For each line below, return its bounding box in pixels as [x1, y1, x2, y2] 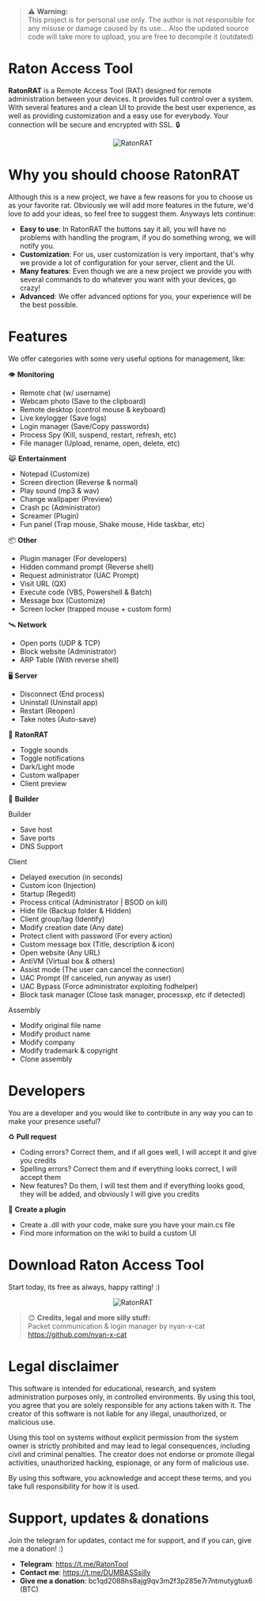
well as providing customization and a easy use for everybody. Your [8, 111, 229, 120]
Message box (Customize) [19, 595, 106, 605]
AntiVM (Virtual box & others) [19, 956, 116, 966]
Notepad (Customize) [19, 469, 90, 478]
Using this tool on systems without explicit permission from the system [8, 1432, 239, 1442]
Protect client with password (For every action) [19, 931, 173, 940]
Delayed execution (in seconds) [19, 872, 123, 882]
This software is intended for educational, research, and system [8, 1383, 216, 1393]
